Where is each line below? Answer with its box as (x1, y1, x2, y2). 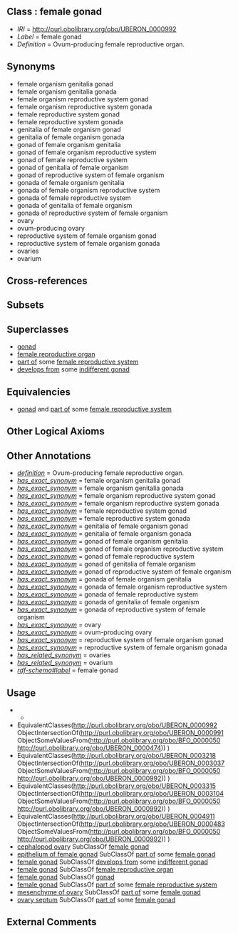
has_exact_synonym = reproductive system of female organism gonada (16, 643, 227, 652)
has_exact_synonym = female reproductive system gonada (16, 514, 190, 523)
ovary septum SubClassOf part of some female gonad (16, 896, 176, 904)
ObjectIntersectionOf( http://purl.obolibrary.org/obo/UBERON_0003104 (16, 789, 224, 798)
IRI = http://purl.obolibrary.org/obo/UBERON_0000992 (16, 24, 177, 33)
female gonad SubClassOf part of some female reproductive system (16, 880, 217, 889)
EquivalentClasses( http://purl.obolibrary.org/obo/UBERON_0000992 (16, 721, 218, 729)
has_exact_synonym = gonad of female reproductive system (16, 552, 195, 561)
